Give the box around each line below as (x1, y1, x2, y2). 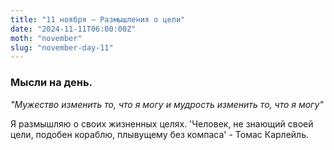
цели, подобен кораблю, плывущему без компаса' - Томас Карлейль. (10, 128, 309, 140)
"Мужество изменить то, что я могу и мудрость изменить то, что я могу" (10, 98, 324, 110)
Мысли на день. (10, 76, 93, 90)
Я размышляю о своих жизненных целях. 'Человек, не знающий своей (10, 117, 314, 130)
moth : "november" (10, 33, 83, 43)
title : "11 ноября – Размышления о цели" (10, 14, 186, 25)
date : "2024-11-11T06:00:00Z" (10, 24, 137, 34)
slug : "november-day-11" (10, 42, 114, 53)
